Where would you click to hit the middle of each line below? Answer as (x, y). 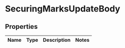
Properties (21, 27)
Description (57, 40)
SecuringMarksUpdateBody (63, 9)
